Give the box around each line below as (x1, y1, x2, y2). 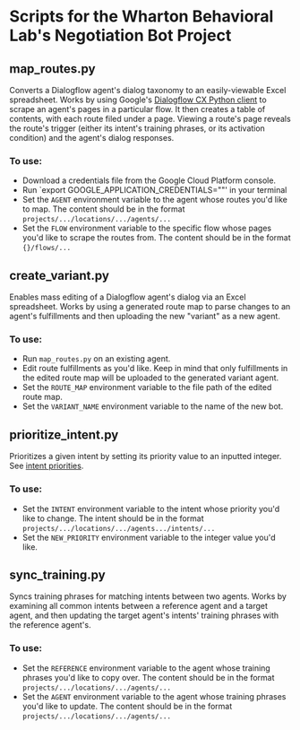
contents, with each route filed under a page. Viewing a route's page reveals (9, 114, 291, 124)
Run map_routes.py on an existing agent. (21, 353, 171, 364)
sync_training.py (9, 567, 106, 582)
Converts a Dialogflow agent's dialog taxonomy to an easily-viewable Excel (9, 85, 287, 95)
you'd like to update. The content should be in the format (21, 700, 233, 711)
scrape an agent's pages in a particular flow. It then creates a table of (9, 104, 266, 114)
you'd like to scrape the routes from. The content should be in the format (21, 232, 291, 243)
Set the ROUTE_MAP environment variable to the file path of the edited (21, 382, 272, 393)
